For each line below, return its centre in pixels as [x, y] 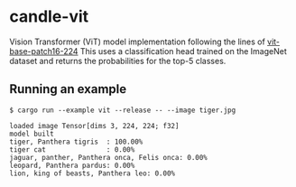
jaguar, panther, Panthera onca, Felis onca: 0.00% [108, 157]
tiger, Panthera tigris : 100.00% [76, 142]
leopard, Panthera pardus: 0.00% [72, 165]
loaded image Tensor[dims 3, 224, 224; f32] [94, 126]
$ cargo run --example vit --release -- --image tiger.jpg [123, 110]
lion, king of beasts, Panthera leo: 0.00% [92, 173]
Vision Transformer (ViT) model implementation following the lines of [138, 42]
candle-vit [49, 17]
